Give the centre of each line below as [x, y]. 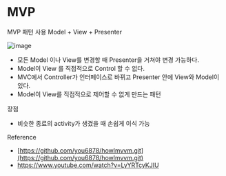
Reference [22, 137]
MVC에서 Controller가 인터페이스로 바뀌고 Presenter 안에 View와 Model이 [118, 77]
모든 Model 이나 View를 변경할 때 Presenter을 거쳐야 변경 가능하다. [108, 60]
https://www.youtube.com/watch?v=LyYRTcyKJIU [88, 165]
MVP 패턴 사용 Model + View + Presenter [65, 32]
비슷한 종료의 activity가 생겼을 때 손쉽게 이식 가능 [83, 123]
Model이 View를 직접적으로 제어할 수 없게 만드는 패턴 [89, 94]
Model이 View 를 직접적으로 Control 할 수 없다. [81, 68]
